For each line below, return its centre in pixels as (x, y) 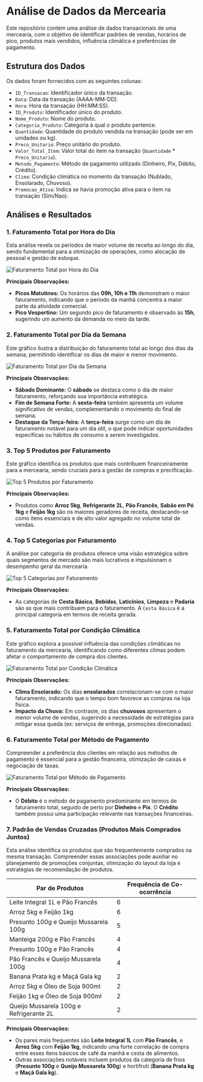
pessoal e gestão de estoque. (43, 258)
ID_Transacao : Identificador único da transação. (74, 93)
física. (23, 704)
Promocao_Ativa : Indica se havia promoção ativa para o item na (93, 189)
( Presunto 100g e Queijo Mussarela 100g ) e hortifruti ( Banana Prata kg (105, 1066)
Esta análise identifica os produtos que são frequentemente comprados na (99, 850)
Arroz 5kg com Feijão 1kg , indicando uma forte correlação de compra (102, 1047)
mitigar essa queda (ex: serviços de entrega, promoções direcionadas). (104, 724)
